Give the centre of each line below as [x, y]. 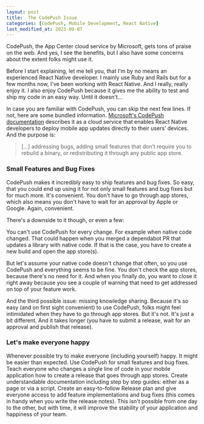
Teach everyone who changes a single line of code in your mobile [89, 368]
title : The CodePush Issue [42, 18]
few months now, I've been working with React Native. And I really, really [97, 84]
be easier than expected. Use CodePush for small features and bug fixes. [98, 362]
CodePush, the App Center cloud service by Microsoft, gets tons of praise [99, 46]
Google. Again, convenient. [40, 208]
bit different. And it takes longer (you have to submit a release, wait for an [98, 320]
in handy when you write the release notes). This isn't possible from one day [102, 401]
